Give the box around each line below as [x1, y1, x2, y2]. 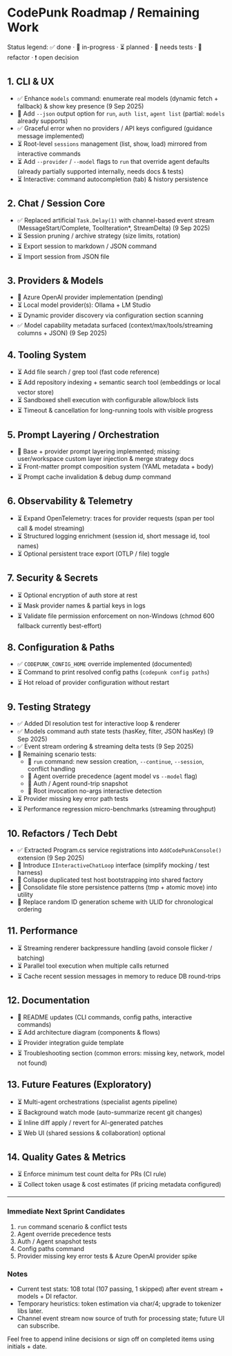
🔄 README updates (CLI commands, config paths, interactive [17, 1013, 192, 1021]
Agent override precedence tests [17, 1230, 112, 1238]
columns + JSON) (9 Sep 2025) [17, 329, 107, 337]
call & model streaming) [17, 524, 85, 532]
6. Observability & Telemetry [7, 496, 133, 507]
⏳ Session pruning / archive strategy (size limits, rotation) [17, 232, 181, 240]
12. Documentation [7, 995, 90, 1006]
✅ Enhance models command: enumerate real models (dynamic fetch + [17, 94, 219, 102]
